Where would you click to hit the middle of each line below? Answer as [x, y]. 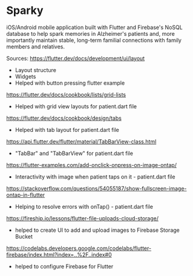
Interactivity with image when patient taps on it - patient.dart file [95, 177]
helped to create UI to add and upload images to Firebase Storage [97, 230]
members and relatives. [36, 47]
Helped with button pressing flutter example [70, 83]
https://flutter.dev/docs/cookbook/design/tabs [64, 118]
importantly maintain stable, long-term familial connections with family [94, 40]
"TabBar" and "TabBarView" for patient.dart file [74, 153]
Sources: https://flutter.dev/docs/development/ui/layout [76, 58]
